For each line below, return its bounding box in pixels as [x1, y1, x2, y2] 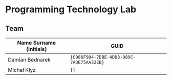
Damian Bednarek [8, 56, 51, 63]
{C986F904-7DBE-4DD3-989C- [70, 54, 136, 60]
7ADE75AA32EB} [70, 59, 104, 65]
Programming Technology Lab [5, 4, 137, 15]
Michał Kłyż [8, 67, 36, 73]
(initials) [26, 46, 47, 52]
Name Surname [17, 39, 56, 46]
